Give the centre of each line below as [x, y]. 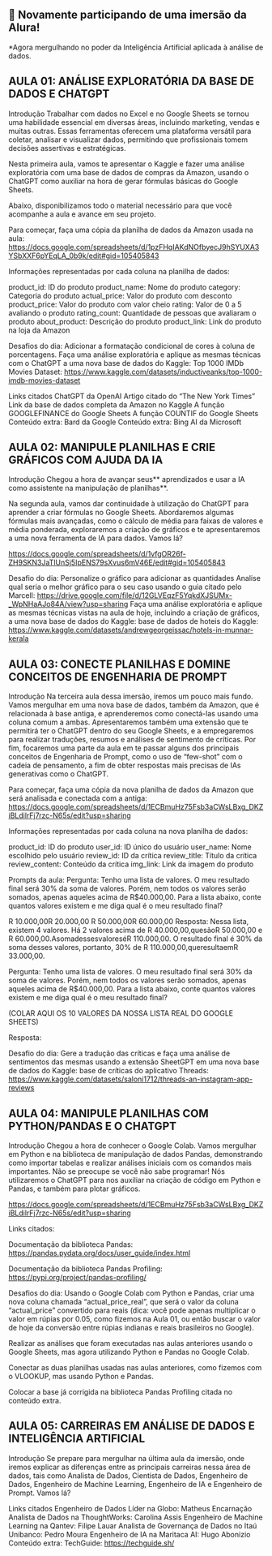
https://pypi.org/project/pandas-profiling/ [78, 1278]
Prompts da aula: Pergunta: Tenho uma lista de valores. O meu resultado [129, 880]
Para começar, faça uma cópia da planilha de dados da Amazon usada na [131, 230]
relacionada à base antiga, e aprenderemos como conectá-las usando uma [134, 714]
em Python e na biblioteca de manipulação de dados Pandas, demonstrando [136, 1154]
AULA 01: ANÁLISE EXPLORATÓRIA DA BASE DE [132, 82]
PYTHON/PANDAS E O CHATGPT [92, 1126]
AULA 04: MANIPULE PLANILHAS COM [108, 1113]
